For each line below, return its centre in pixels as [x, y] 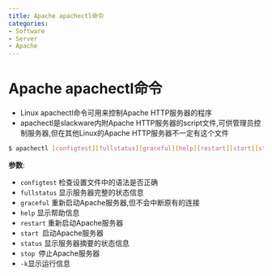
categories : [28, 24]
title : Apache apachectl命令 [56, 16]
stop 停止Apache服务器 [60, 253]
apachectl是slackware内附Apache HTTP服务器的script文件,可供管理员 [137, 123]
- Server [23, 39]
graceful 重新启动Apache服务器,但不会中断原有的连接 [110, 202]
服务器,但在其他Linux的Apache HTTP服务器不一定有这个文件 [128, 133]
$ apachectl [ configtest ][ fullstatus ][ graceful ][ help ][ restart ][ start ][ [134, 149]
